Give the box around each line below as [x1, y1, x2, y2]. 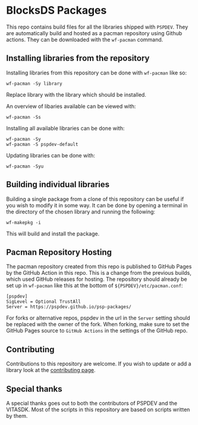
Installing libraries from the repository [6, 53, 150, 63]
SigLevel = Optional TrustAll [6, 299, 81, 305]
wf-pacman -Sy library [6, 80, 62, 86]
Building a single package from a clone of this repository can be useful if [6, 195, 184, 203]
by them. [6, 412, 28, 419]
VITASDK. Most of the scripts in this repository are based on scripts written [6, 406, 190, 413]
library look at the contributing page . [6, 367, 96, 374]
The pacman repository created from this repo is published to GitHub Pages [6, 263, 192, 270]
